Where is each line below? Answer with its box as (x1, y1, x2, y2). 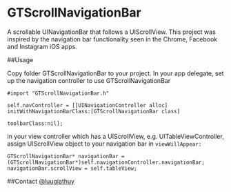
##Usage (7, 55, 34, 64)
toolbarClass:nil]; (7, 119, 63, 127)
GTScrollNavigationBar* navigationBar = (7, 153, 125, 160)
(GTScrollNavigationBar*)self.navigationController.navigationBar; (7, 159, 205, 166)
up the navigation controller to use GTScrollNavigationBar (7, 76, 171, 84)
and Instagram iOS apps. (7, 42, 77, 50)
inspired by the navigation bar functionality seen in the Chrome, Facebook (7, 35, 218, 43)
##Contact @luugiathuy (7, 177, 74, 185)
